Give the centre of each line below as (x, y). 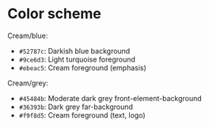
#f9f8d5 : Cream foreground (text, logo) (82, 115)
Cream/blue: (28, 36)
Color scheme (55, 14)
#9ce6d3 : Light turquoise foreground (77, 59)
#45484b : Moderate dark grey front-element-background (110, 98)
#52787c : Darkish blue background (74, 51)
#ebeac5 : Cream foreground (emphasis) (83, 67)
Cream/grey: (28, 83)
